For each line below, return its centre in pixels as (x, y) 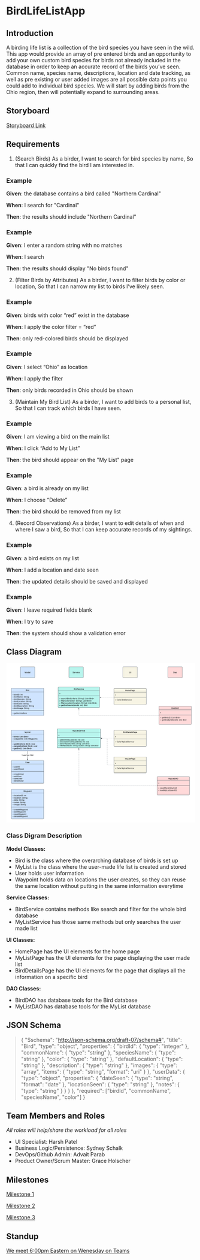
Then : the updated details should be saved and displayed (77, 581)
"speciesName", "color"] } (53, 1097)
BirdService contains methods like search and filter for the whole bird (100, 909)
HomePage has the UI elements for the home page (77, 951)
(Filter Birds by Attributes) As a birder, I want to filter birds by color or (100, 280)
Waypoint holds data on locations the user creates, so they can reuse (100, 880)
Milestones (28, 1179)
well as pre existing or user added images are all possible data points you (97, 79)
